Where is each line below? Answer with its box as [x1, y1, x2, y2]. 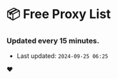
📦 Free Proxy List [6, 6, 111, 22]
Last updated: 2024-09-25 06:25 [16, 52, 109, 60]
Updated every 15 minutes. [6, 36, 100, 46]
